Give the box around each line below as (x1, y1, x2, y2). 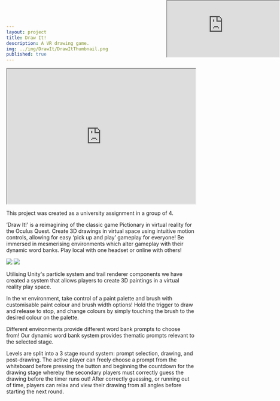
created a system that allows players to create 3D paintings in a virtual (6, 277, 179, 284)
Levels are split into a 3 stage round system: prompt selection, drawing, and (6, 350, 193, 357)
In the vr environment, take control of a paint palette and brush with (6, 295, 172, 302)
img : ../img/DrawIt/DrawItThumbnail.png (6, 45, 109, 52)
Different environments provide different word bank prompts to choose (6, 326, 181, 333)
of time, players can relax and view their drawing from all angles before (6, 382, 182, 389)
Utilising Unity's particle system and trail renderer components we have (6, 271, 182, 278)
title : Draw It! (6, 35, 47, 41)
